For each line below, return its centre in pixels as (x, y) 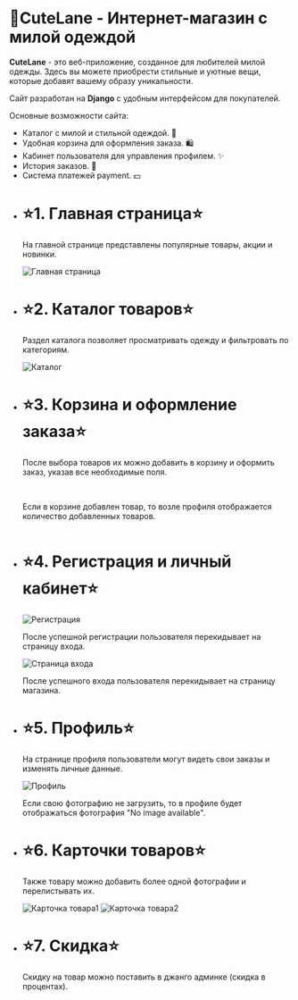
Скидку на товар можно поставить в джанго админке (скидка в (144, 977)
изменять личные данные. (72, 769)
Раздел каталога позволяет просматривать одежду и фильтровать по (155, 340)
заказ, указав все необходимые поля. (95, 472)
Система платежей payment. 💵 (81, 175)
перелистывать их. (58, 891)
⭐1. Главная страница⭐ (112, 214)
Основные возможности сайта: (69, 115)
